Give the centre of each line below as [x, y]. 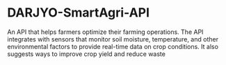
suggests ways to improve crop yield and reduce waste [86, 54]
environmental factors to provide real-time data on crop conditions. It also [113, 46]
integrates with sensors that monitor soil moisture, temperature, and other [113, 39]
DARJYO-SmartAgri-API [79, 13]
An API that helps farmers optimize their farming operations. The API [105, 32]
